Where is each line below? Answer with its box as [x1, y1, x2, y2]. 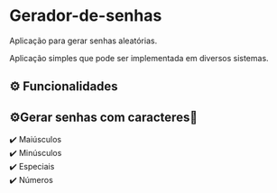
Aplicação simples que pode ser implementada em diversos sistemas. [9, 52, 269, 63]
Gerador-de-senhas [9, 5, 162, 26]
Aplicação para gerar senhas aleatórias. [9, 35, 158, 46]
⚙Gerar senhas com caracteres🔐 [9, 109, 199, 124]
